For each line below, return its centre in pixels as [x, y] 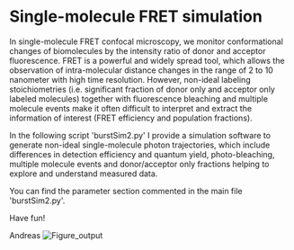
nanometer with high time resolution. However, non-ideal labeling [130, 79]
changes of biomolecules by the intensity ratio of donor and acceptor [138, 50]
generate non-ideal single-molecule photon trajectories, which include [140, 145]
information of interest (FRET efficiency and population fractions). [131, 118]
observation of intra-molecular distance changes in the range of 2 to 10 [142, 70]
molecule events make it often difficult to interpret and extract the [131, 108]
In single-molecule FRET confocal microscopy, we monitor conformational [146, 41]
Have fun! [27, 218]
